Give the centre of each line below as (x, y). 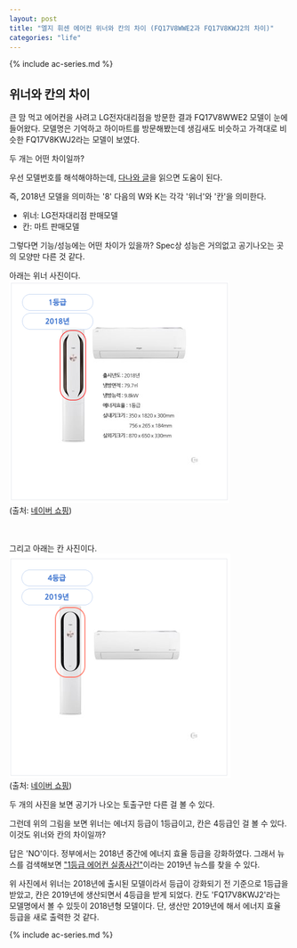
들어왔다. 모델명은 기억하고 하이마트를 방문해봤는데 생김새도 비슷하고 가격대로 (144, 128)
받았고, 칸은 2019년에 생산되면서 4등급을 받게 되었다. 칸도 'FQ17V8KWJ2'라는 (145, 895)
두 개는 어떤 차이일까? (47, 159)
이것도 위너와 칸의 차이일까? (58, 835)
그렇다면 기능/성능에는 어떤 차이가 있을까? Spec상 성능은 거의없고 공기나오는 (142, 246)
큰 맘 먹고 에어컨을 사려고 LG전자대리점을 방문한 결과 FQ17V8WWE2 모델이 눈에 (148, 118)
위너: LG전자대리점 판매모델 (70, 216)
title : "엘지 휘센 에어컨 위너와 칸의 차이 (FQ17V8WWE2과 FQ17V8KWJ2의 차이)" (142, 28)
